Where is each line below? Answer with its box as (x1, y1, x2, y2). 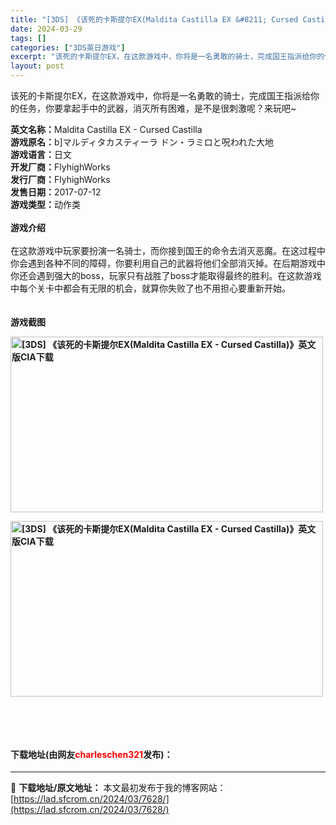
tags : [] (10, 33, 47, 43)
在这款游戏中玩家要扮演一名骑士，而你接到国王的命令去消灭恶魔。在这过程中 (10, 245, 326, 256)
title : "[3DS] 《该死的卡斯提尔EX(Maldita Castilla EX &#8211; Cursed (10, 14, 299, 25)
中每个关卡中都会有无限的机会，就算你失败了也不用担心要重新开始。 (10, 282, 291, 294)
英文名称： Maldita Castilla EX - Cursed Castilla (10, 124, 203, 135)
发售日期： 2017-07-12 (10, 186, 102, 198)
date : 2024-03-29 (10, 24, 83, 34)
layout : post (10, 61, 65, 71)
